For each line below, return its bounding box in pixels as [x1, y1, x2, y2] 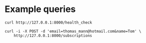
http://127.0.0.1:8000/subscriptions [13, 33, 92, 38]
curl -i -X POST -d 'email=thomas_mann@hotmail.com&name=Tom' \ [4, 28, 141, 33]
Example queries [4, 3, 76, 15]
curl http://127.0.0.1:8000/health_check [4, 20, 92, 25]
